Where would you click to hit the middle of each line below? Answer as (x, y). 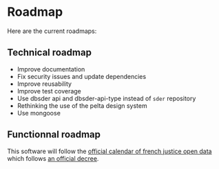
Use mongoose (39, 113)
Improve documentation (51, 69)
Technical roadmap (49, 53)
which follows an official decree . (53, 158)
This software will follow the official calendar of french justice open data (109, 151)
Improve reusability (44, 84)
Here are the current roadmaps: (52, 31)
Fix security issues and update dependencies (82, 76)
